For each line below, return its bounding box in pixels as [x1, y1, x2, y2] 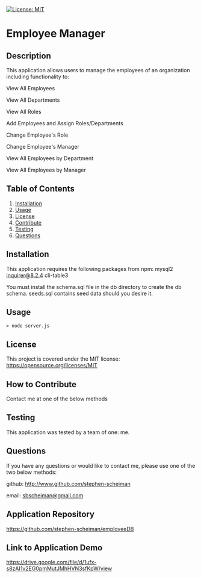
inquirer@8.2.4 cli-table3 [6, 272, 69, 279]
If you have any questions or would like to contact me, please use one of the [6, 462, 196, 469]
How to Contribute [6, 379, 77, 390]
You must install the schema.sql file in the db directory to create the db [6, 283, 182, 290]
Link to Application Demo [6, 542, 103, 553]
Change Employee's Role [6, 131, 69, 138]
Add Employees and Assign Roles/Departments [6, 120, 123, 126]
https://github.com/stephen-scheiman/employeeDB [6, 525, 134, 532]
